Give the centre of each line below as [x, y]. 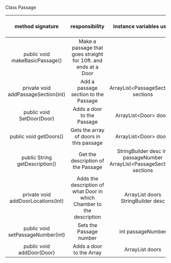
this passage [87, 143]
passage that [88, 48]
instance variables [136, 26]
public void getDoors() [37, 136]
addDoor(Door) [37, 253]
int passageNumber [143, 232]
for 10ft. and [88, 61]
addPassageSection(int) [37, 94]
